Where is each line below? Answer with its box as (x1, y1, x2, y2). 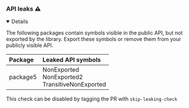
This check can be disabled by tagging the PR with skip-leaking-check (6, 96, 178, 103)
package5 (9, 73, 37, 81)
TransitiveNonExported (42, 80, 106, 89)
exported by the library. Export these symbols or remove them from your (6, 36, 181, 43)
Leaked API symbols (42, 56, 101, 64)
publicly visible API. (6, 42, 53, 49)
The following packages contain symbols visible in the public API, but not (6, 29, 183, 36)
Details (11, 18, 28, 25)
